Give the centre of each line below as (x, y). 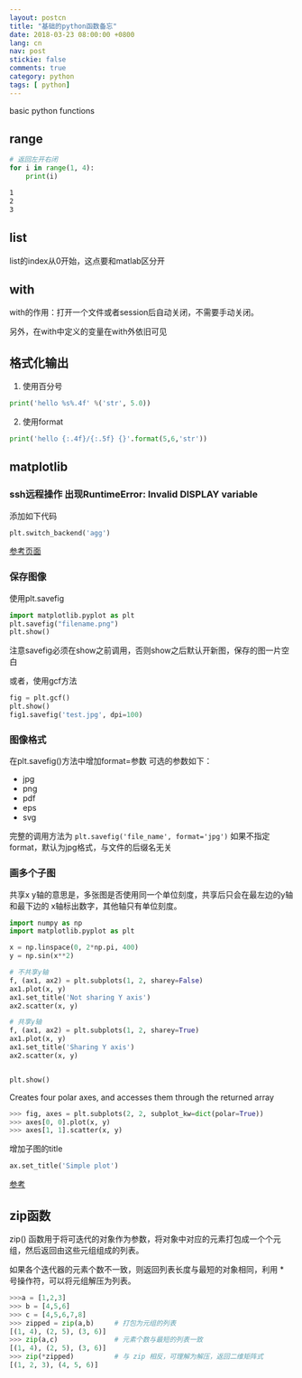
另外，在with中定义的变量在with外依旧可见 (88, 331)
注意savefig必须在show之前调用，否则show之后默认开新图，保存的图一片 (146, 650)
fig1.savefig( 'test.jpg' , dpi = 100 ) (76, 715)
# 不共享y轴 (29, 973)
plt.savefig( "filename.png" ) (64, 624)
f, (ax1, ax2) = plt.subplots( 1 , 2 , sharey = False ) (106, 981)
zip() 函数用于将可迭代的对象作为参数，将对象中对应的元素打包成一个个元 (145, 1239)
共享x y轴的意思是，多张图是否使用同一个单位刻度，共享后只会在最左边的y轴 (151, 894)
